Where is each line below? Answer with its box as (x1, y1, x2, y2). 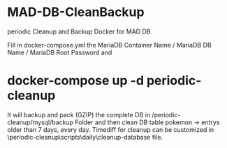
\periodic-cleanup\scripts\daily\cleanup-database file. (7, 133, 163, 141)
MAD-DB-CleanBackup (7, 4, 145, 20)
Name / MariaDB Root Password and (7, 48, 112, 57)
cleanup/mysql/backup (7, 118, 74, 126)
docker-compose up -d (7, 73, 145, 89)
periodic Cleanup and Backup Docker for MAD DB (7, 27, 152, 36)
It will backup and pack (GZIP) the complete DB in (7, 110, 151, 119)
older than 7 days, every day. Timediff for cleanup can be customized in (7, 125, 214, 133)
